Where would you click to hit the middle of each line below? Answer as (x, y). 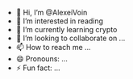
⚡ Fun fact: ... (38, 68)
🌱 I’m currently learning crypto (66, 29)
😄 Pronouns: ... (42, 59)
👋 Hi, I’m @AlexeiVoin (52, 12)
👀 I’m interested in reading (59, 21)
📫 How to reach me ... (53, 47)
